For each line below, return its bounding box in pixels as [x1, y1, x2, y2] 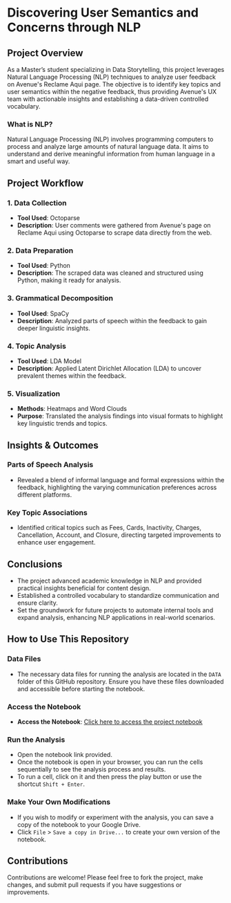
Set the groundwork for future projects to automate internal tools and [17, 605, 214, 614]
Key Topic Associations [7, 507, 88, 517]
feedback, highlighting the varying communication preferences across [17, 483, 217, 491]
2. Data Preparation [7, 246, 74, 255]
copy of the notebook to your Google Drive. [17, 820, 141, 828]
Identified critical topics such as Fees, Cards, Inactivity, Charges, [17, 524, 202, 532]
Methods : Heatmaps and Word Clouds [17, 405, 128, 413]
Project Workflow [7, 177, 84, 189]
